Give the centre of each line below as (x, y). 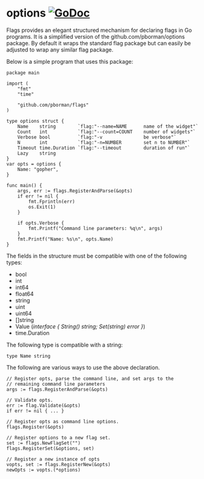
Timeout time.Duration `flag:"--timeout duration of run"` (104, 148)
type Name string (28, 356)
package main (23, 73)
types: (14, 262)
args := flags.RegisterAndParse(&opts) (57, 389)
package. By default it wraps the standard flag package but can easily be (99, 43)
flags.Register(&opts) (35, 427)
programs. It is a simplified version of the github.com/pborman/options (96, 36)
